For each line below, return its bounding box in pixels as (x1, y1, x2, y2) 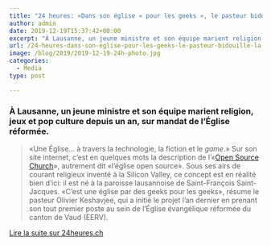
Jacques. (28, 186, 60, 196)
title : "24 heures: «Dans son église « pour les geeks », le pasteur (9, 11, 248, 20)
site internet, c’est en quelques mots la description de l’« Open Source (28, 152, 260, 162)
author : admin (9, 19, 57, 27)
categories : (9, 57, 49, 65)
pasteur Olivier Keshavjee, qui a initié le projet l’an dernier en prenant (28, 195, 258, 205)
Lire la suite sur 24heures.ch (9, 227, 104, 238)
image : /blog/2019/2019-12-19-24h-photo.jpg (9, 49, 161, 57)
